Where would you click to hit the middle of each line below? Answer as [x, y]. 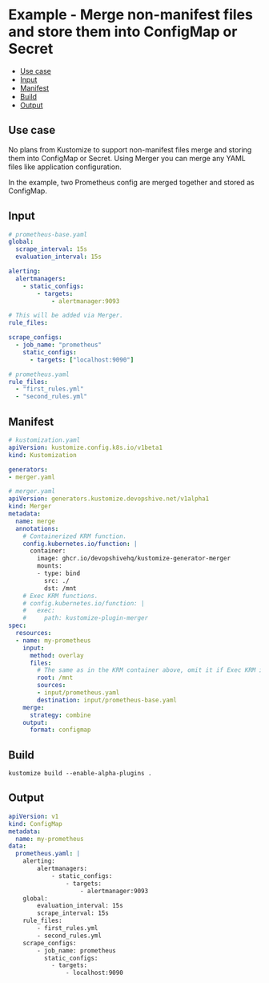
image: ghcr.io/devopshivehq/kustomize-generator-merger [134, 559]
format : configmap [60, 730]
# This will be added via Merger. [66, 316]
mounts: [50, 566]
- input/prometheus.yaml [78, 693]
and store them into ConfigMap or [123, 32]
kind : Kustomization [43, 455]
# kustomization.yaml [44, 440]
